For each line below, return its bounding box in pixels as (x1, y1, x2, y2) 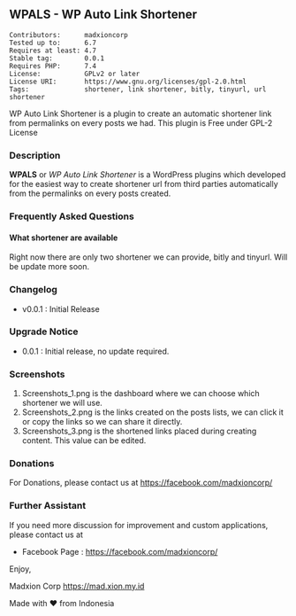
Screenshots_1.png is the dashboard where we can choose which (21, 388, 261, 399)
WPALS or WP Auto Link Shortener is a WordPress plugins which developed (9, 169, 286, 180)
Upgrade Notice (9, 325, 79, 338)
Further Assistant (9, 500, 87, 512)
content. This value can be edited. (21, 435, 147, 446)
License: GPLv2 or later (9, 69, 140, 78)
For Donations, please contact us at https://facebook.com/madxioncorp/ (9, 478, 273, 488)
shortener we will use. (21, 398, 103, 409)
